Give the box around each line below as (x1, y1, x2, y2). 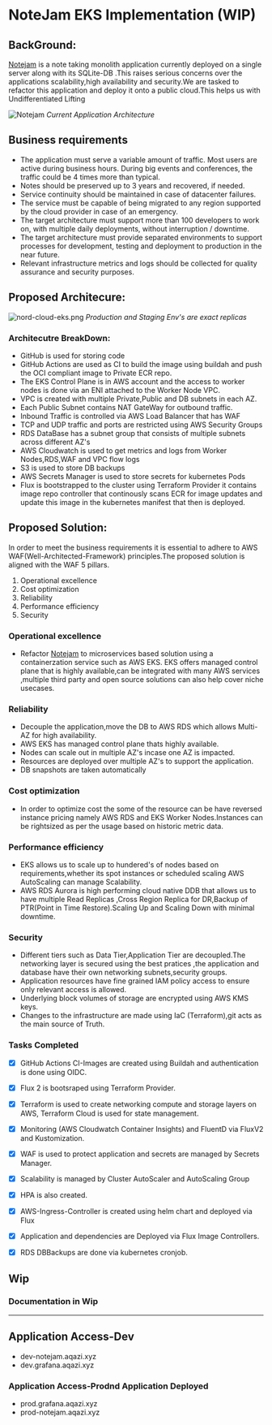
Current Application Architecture (46, 110, 155, 119)
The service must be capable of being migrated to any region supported (19, 197, 261, 208)
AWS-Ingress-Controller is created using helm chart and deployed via (19, 1206, 253, 1216)
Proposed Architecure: (8, 291, 125, 304)
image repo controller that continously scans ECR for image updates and (19, 489, 263, 499)
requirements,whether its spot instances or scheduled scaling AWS (19, 868, 244, 878)
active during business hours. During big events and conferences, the (19, 163, 253, 173)
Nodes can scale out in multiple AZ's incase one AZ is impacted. (19, 748, 236, 758)
